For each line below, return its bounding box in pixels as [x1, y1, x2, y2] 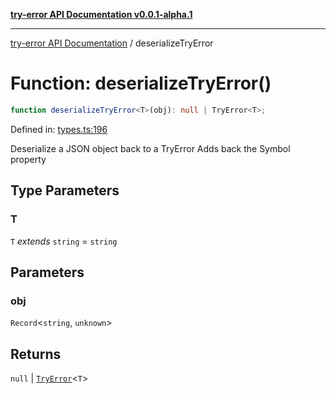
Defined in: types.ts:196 [10, 123, 108, 135]
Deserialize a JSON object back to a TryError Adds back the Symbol [10, 142, 291, 154]
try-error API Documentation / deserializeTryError [10, 37, 214, 49]
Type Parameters [10, 182, 120, 199]
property [10, 153, 47, 165]
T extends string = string [10, 235, 118, 247]
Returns [10, 345, 62, 363]
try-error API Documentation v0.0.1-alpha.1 [10, 9, 193, 20]
